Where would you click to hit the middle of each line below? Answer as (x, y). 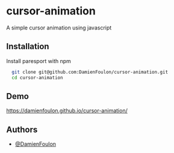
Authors (22, 129)
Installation (28, 46)
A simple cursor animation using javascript (59, 28)
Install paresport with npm (39, 61)
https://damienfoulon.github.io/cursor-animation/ (67, 111)
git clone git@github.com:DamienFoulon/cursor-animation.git (90, 72)
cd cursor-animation (37, 77)
